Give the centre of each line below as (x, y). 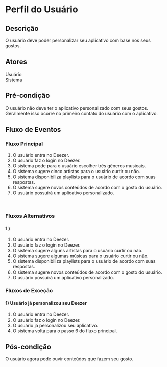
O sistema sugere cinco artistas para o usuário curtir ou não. (76, 172)
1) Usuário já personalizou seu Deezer (46, 303)
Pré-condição (28, 96)
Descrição (22, 28)
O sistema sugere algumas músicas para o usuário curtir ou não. (81, 256)
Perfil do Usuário (42, 9)
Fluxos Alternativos (30, 216)
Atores (16, 62)
